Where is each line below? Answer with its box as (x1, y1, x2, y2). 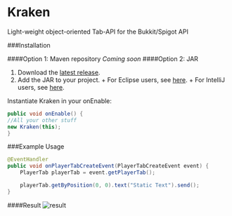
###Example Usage (7, 142, 65, 151)
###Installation (7, 41, 51, 49)
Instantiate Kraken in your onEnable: (7, 96, 112, 105)
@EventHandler (7, 156, 49, 163)
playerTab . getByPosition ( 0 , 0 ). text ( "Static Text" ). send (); (20, 182, 200, 189)
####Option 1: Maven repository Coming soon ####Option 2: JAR (7, 54, 199, 63)
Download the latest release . (17, 68, 101, 76)
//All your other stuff (7, 116, 77, 123)
